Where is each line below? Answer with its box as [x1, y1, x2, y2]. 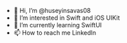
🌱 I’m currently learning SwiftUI [13, 21, 102, 29]
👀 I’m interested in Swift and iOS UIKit [13, 14, 120, 22]
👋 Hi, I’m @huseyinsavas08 [13, 7, 91, 14]
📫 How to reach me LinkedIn [13, 29, 97, 37]
